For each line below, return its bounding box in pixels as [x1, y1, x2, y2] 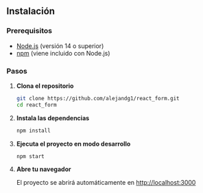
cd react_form [16, 101, 57, 109]
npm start [16, 152, 45, 160]
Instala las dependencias [16, 113, 90, 122]
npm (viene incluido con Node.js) [16, 49, 110, 57]
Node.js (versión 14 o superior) [16, 41, 104, 50]
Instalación [6, 5, 56, 17]
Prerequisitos [6, 26, 53, 36]
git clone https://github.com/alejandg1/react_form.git [16, 95, 180, 102]
